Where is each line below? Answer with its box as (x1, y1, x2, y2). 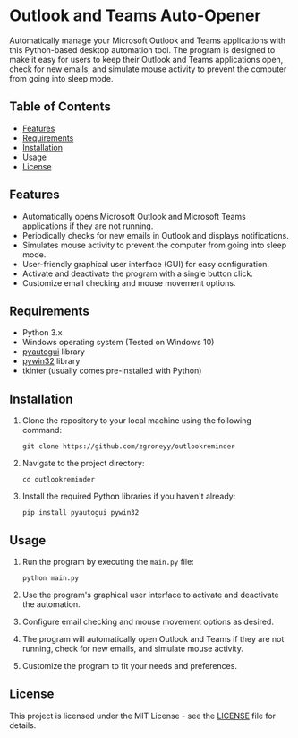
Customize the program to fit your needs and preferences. (21, 661, 237, 671)
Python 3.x (21, 327, 63, 338)
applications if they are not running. (21, 221, 154, 231)
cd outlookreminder (21, 475, 96, 484)
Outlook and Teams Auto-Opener (9, 5, 261, 26)
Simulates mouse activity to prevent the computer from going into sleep (21, 239, 287, 250)
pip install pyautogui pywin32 (21, 508, 140, 517)
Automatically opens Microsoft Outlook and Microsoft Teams (21, 211, 246, 221)
